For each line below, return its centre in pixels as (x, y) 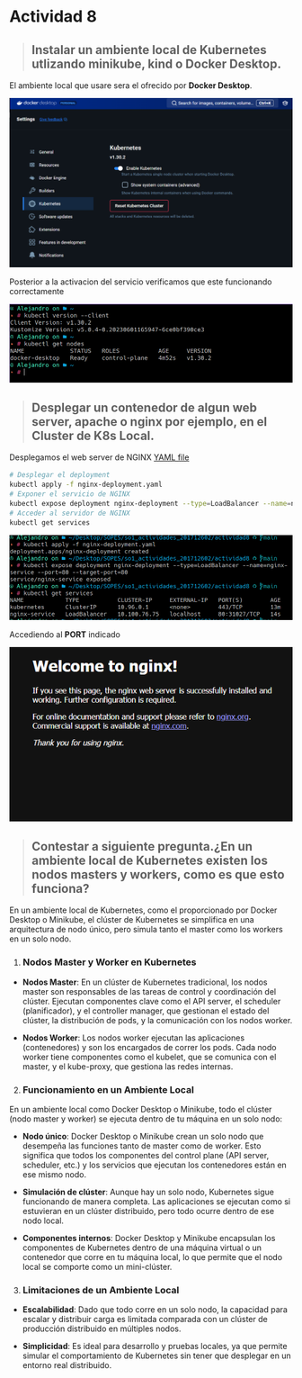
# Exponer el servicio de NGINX (70, 494)
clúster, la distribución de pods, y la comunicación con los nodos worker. (157, 1020)
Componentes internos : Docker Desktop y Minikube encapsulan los (149, 1238)
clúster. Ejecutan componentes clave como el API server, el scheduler (151, 1001)
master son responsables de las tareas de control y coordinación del (149, 991)
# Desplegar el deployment (60, 475)
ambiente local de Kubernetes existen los (149, 860)
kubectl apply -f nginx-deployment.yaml (86, 485)
